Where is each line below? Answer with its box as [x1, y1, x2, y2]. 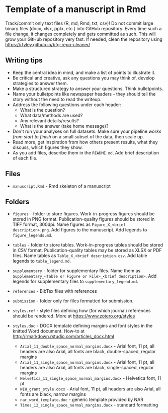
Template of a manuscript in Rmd [5, 4, 146, 15]
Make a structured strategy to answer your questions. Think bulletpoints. [12, 86, 163, 92]
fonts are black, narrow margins [20, 391, 87, 397]
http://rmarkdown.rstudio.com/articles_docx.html [12, 334, 114, 340]
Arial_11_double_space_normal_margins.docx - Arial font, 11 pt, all [20, 343, 155, 349]
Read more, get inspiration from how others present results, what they [12, 139, 158, 145]
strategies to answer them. [12, 80, 68, 86]
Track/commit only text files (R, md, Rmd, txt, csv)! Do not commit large [5, 20, 153, 26]
